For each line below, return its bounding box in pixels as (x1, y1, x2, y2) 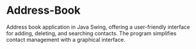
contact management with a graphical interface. (6, 36, 125, 43)
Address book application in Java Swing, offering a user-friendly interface (6, 23, 190, 30)
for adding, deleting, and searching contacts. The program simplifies (6, 29, 177, 36)
